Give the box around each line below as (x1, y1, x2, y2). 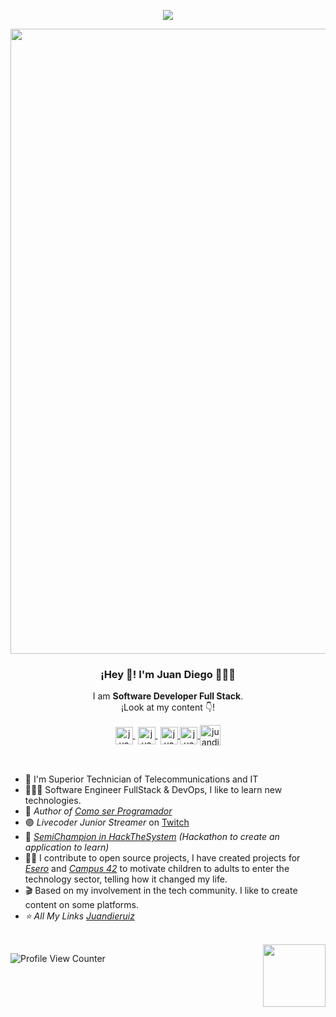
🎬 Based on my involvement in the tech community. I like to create (24, 885, 298, 897)
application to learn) (24, 841, 110, 854)
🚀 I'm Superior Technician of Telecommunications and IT (24, 773, 259, 785)
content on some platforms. (24, 899, 140, 911)
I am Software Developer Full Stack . (92, 690, 244, 702)
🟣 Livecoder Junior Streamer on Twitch (24, 816, 190, 829)
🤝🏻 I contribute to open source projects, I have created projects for (24, 852, 301, 864)
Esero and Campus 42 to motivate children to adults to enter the (24, 863, 290, 875)
